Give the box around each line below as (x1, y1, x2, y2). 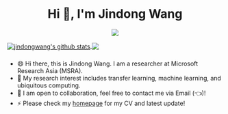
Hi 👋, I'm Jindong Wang (47, 6, 183, 22)
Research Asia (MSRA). (16, 66, 84, 74)
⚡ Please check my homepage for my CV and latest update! (16, 99, 186, 107)
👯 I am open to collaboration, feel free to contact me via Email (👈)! (16, 89, 206, 97)
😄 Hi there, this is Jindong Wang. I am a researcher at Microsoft (16, 59, 199, 68)
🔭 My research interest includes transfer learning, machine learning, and (16, 74, 221, 82)
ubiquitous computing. (16, 81, 81, 89)
